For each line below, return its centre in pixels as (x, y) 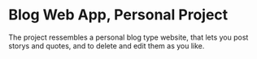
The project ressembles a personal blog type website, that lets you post (128, 37)
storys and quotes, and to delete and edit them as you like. (107, 45)
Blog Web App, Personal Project (118, 15)
